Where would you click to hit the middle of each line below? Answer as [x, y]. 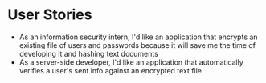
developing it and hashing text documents [88, 53]
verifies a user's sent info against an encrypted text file [110, 70]
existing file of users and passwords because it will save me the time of [137, 45]
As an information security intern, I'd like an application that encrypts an [138, 37]
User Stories [50, 15]
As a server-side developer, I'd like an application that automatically [131, 62]
